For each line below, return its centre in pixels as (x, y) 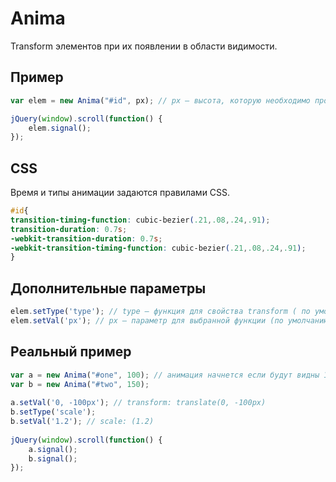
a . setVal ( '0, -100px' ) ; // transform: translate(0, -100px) (138, 403)
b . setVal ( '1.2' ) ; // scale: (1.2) (82, 422)
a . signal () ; (53, 449)
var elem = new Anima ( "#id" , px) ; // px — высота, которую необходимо (160, 100)
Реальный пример (71, 352)
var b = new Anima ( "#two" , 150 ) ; (80, 384)
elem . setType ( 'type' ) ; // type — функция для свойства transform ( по (160, 312)
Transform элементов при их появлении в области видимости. (144, 46)
